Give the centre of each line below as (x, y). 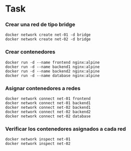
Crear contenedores (30, 52)
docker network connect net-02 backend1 (48, 108)
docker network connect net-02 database (48, 116)
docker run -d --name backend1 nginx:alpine (52, 67)
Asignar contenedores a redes (43, 88)
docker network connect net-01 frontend (48, 99)
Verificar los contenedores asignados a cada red (66, 129)
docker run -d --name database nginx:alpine (52, 75)
